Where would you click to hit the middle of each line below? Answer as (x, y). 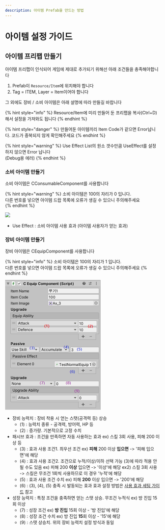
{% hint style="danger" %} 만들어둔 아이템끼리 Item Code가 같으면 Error (77, 129)
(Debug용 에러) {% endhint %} (36, 158)
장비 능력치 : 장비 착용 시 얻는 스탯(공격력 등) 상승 (59, 418)
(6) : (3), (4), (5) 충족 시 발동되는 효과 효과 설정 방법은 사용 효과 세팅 (85, 486)
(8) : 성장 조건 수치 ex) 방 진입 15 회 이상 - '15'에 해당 (70, 516)
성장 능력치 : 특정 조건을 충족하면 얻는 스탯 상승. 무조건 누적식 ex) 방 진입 (82, 498)
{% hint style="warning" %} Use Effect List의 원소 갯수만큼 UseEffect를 (76, 146)
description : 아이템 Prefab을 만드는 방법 (44, 10)
